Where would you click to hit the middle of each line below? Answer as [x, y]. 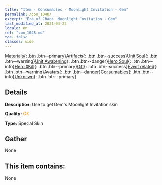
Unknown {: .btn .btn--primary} [45, 76]
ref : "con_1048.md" [25, 33]
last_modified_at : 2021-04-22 [36, 23]
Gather [16, 139]
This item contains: [35, 166]
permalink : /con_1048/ [28, 14]
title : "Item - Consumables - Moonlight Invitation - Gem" [67, 10]
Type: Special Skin [24, 123]
